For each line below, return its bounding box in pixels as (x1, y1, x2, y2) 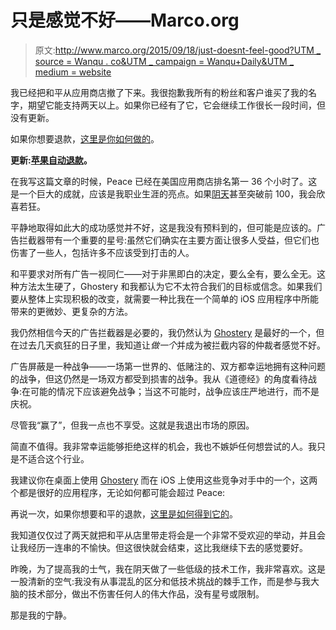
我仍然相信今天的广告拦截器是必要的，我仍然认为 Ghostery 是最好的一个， (10, 326, 317, 338)
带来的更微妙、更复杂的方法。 (10, 305, 133, 317)
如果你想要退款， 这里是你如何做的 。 (10, 132, 160, 145)
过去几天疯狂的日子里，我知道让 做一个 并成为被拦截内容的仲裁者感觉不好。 (18, 339, 326, 351)
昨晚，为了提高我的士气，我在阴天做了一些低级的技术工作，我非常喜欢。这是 (10, 562, 326, 575)
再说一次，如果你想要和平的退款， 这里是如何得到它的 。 (10, 507, 238, 520)
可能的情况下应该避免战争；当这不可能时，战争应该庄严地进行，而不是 (30, 385, 320, 397)
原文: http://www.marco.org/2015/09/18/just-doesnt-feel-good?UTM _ (34, 44, 322, 56)
